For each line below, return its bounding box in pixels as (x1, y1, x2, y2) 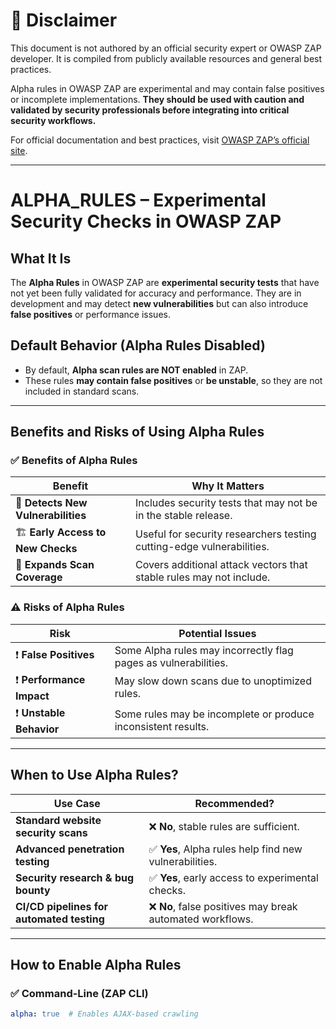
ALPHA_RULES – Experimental (10, 189, 267, 212)
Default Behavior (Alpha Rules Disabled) (10, 337, 266, 354)
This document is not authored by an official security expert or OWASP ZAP (10, 42, 322, 54)
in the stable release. (135, 509, 233, 523)
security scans (15, 825, 88, 839)
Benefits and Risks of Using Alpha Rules (10, 424, 265, 441)
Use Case (53, 796, 101, 810)
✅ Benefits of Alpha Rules (10, 454, 138, 468)
